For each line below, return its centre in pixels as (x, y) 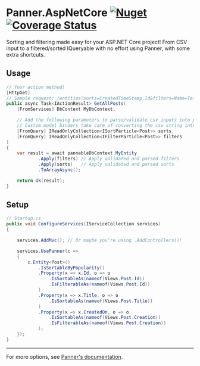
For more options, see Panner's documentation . (65, 356)
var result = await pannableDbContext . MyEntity (77, 153)
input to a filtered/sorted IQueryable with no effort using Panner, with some (98, 48)
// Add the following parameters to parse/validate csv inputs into (104, 120)
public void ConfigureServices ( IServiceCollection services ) (84, 224)
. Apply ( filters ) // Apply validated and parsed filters (109, 159)
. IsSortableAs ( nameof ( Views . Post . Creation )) (105, 318)
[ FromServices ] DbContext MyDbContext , (66, 109)
